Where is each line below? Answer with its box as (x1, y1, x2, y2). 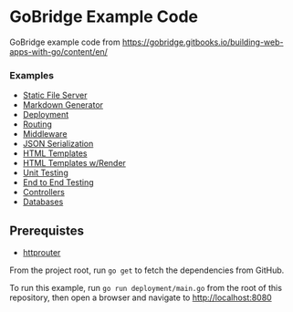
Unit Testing (22, 167, 68, 179)
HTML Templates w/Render (22, 158, 126, 169)
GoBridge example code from (9, 36, 120, 47)
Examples (9, 68, 55, 81)
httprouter (22, 247, 61, 258)
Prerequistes (9, 223, 85, 238)
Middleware (22, 129, 68, 140)
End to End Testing (22, 177, 94, 188)
